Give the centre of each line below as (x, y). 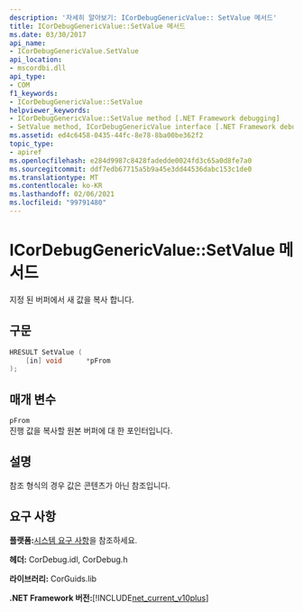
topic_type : (32, 144)
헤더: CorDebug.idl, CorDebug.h (69, 559)
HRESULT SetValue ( (46, 352)
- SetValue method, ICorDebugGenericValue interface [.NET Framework (143, 127)
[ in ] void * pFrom (68, 361)
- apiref (26, 152)
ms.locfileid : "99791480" (58, 203)
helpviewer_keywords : (50, 110)
